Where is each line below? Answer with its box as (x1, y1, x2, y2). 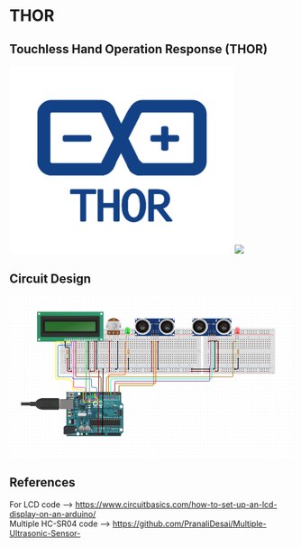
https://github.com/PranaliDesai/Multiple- (112, 518, 268, 529)
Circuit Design (9, 272, 92, 287)
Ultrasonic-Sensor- (9, 527, 81, 538)
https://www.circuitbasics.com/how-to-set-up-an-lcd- (75, 498, 278, 510)
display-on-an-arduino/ (9, 508, 96, 519)
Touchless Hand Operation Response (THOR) (9, 42, 269, 57)
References (9, 475, 76, 490)
